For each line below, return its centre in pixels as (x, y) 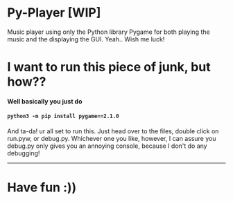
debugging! (24, 153)
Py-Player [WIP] (54, 13)
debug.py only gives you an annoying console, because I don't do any (107, 146)
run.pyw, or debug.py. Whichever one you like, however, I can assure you (112, 138)
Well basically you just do (45, 101)
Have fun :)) (42, 188)
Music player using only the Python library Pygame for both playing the (109, 32)
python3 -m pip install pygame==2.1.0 (63, 116)
